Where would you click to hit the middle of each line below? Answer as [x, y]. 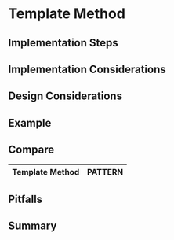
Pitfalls [25, 199]
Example [30, 123]
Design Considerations [65, 96]
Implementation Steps [63, 43]
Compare [31, 150]
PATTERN [105, 172]
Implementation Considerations [87, 69]
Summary [33, 226]
